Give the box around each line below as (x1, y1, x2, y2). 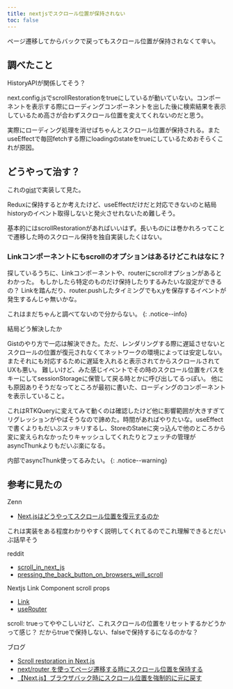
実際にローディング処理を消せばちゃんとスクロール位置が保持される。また (7, 126, 220, 135)
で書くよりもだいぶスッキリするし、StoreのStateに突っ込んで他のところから (7, 424, 226, 432)
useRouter (17, 605, 47, 614)
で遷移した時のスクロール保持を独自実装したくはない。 (7, 233, 166, 241)
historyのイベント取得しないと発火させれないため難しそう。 (7, 209, 179, 218)
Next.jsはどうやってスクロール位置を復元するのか (17, 512, 159, 520)
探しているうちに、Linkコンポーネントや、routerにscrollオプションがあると (7, 269, 223, 278)
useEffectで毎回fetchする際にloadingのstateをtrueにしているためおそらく (7, 135, 218, 143)
